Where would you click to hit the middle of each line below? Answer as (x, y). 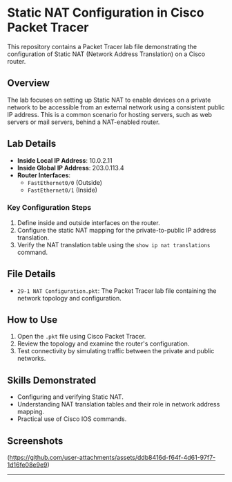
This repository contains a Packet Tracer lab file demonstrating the (102, 46)
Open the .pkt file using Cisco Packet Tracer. (81, 337)
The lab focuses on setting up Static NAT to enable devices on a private (109, 100)
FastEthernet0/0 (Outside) (65, 182)
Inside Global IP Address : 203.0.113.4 (70, 168)
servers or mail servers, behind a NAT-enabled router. (84, 122)
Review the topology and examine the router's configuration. (103, 343)
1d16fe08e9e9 (27, 465)
